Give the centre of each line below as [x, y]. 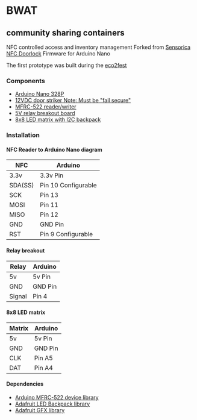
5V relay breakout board [45, 113]
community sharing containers [65, 33]
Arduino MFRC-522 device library [57, 398]
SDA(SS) [22, 186]
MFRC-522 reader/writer [45, 107]
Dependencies [25, 384]
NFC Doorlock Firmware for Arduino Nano [58, 54]
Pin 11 [49, 205]
